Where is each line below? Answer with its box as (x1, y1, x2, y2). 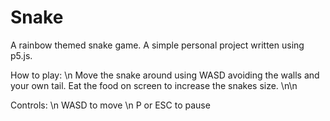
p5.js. (10, 49, 33, 61)
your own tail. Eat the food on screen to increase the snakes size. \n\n (10, 79, 298, 91)
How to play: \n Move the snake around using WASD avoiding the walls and (10, 69, 320, 81)
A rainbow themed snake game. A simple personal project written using (10, 39, 305, 51)
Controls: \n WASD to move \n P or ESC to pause (10, 99, 211, 111)
